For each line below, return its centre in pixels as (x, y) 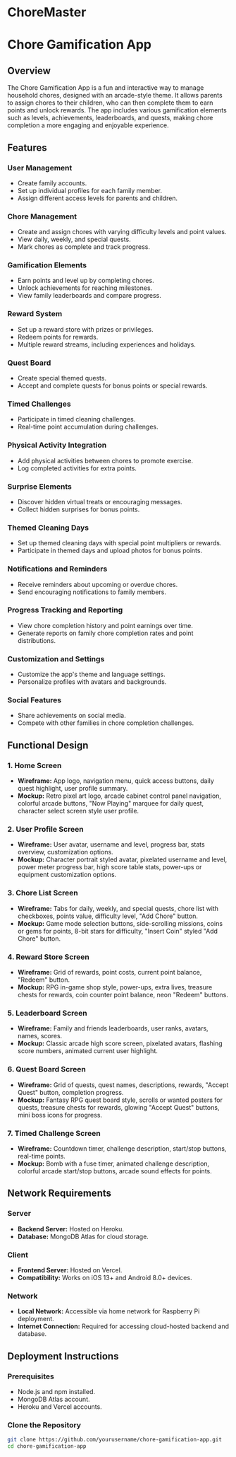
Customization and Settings (56, 658)
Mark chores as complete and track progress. (83, 247)
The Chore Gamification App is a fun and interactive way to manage (106, 88)
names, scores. (40, 1036)
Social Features (35, 700)
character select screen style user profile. (78, 811)
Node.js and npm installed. (56, 1391)
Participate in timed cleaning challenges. (76, 419)
